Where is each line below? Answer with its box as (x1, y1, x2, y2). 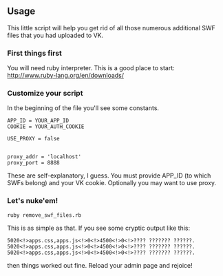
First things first (7, 48, 62, 58)
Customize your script (7, 89, 83, 98)
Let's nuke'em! (7, 196, 59, 206)
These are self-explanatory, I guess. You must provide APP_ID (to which (7, 171, 211, 180)
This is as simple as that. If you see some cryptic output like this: (7, 224, 191, 232)
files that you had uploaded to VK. (7, 31, 104, 39)
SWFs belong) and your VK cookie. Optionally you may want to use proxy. (7, 179, 217, 187)
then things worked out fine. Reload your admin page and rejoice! (7, 261, 193, 269)
